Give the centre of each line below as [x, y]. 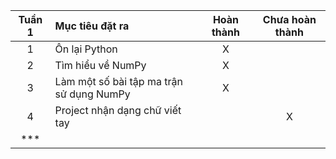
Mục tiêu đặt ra [92, 26]
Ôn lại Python [86, 49]
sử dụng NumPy [92, 94]
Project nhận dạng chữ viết [118, 110]
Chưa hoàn [289, 19]
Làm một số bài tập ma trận [118, 81]
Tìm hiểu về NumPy [100, 65]
